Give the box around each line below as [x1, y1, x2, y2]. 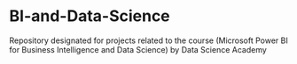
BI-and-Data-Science [9, 6, 170, 26]
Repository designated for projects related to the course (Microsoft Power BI [9, 35, 288, 46]
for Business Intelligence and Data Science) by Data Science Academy [9, 44, 268, 54]
